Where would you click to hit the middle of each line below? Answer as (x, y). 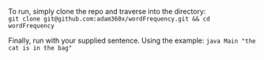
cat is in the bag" (40, 48)
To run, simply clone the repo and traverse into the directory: (107, 11)
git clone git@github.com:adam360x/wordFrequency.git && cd (109, 19)
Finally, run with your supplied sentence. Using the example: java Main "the (132, 40)
